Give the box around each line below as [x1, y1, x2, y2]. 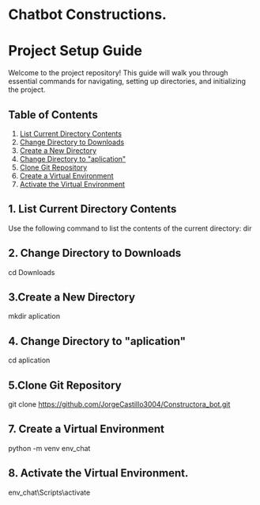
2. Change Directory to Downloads [8, 247, 182, 260]
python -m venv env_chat [8, 443, 91, 453]
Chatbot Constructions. [8, 6, 168, 24]
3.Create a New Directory [8, 290, 136, 304]
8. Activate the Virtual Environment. [8, 466, 189, 480]
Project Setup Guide [8, 42, 143, 60]
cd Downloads [8, 267, 55, 277]
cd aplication [8, 355, 51, 365]
